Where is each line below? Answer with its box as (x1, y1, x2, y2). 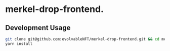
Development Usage (5, 23, 71, 32)
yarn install (5, 41, 33, 46)
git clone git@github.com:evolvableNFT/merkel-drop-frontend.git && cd (5, 36, 159, 41)
